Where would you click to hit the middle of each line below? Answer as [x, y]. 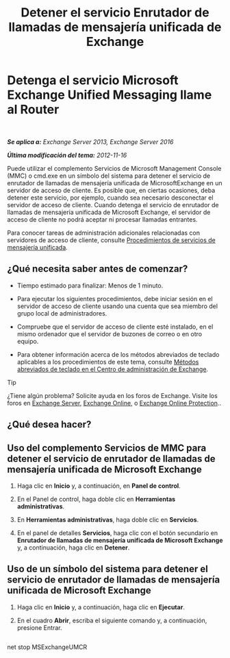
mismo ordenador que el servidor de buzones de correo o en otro [110, 333]
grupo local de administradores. [62, 313]
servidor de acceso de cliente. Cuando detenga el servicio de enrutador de [113, 204]
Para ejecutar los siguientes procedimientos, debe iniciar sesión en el [115, 298]
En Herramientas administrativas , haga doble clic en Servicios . [108, 519]
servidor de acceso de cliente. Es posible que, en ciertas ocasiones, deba [111, 190]
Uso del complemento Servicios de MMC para [107, 448]
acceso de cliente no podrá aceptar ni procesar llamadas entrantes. [102, 219]
